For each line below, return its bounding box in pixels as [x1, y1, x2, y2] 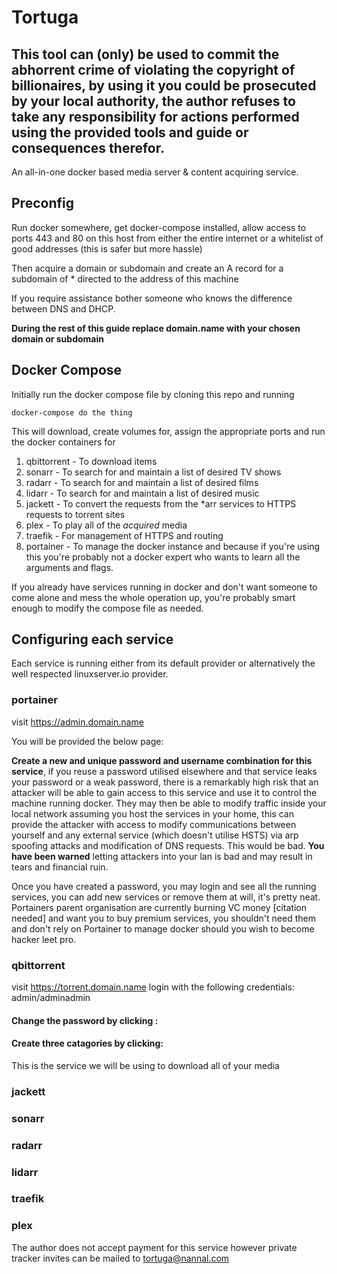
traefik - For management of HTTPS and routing [25, 529, 224, 541]
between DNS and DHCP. [11, 302, 116, 315]
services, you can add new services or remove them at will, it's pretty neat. [11, 891, 321, 903]
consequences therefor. [11, 139, 165, 156]
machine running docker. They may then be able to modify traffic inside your [11, 797, 327, 809]
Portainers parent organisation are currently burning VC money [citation [11, 901, 307, 913]
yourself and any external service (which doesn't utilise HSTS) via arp [11, 829, 299, 841]
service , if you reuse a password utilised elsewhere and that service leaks [11, 765, 318, 777]
